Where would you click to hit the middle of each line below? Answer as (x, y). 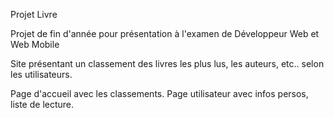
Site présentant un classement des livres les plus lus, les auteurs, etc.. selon (167, 63)
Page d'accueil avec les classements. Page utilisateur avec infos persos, (159, 93)
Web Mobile (35, 44)
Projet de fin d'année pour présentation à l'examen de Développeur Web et (165, 33)
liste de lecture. (42, 104)
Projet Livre (34, 14)
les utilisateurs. (41, 74)
